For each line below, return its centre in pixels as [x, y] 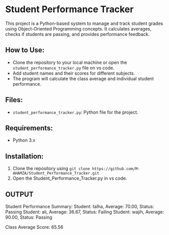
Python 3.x [24, 140]
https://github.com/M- [116, 169]
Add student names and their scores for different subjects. [74, 73]
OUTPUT [20, 194]
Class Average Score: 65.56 [34, 227]
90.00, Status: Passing [29, 217]
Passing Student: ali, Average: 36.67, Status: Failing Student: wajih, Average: [85, 212]
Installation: [25, 156]
